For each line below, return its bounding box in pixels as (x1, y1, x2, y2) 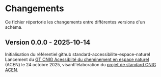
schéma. (5, 24, 23, 30)
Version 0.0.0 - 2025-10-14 (5, 38, 91, 47)
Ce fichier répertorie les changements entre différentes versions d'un (5, 19, 145, 25)
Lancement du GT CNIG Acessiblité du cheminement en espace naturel (5, 57, 149, 62)
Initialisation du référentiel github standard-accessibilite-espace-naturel (5, 51, 151, 57)
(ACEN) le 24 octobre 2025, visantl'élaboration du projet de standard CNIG (5, 61, 156, 67)
